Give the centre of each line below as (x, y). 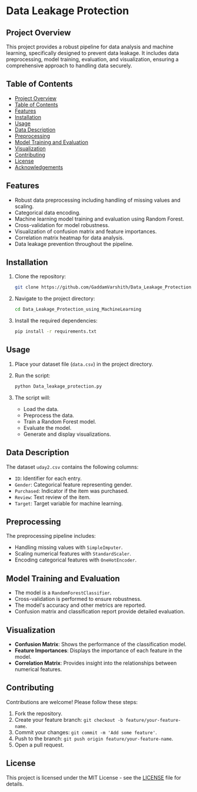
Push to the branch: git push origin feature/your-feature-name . (94, 738)
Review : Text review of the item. (53, 497)
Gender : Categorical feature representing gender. (74, 484)
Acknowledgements (39, 167)
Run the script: (32, 375)
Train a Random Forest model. (60, 421)
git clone (27, 287)
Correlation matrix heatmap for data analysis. (69, 238)
